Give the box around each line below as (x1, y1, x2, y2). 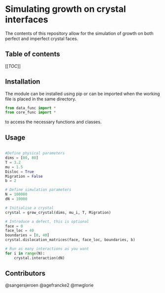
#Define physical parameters (5, 151, 65, 156)
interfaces (5, 14, 48, 25)
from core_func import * (5, 110, 56, 115)
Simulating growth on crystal (5, 3, 127, 15)
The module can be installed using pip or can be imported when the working (5, 91, 160, 97)
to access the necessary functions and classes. (5, 119, 102, 125)
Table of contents (5, 50, 60, 58)
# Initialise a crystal (5, 205, 54, 210)
